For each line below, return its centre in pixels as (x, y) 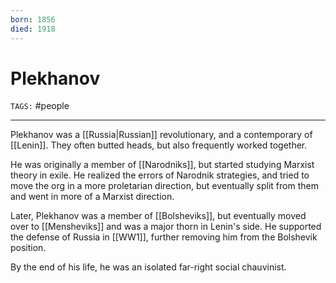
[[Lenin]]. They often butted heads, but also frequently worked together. (159, 145)
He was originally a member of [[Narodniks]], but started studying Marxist (162, 165)
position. (28, 248)
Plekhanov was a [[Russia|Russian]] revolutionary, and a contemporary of (161, 135)
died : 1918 (33, 29)
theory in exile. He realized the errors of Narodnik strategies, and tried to (160, 175)
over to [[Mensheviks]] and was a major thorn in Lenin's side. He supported (166, 227)
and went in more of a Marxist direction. (92, 197)
